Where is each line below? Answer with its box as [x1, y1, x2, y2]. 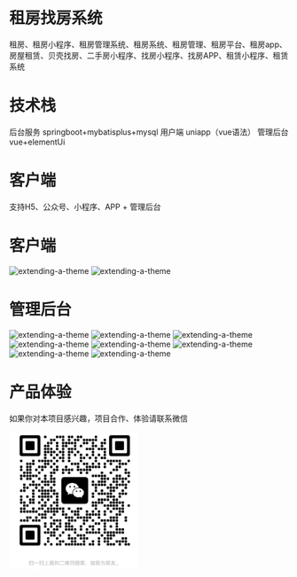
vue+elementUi [9, 136, 66, 147]
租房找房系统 [9, 8, 104, 28]
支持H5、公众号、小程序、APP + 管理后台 [9, 201, 161, 212]
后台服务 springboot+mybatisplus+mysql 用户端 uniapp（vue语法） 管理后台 [9, 126, 289, 137]
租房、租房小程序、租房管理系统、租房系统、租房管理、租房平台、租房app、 [9, 39, 288, 50]
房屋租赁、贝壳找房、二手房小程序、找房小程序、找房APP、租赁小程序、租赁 [9, 50, 289, 60]
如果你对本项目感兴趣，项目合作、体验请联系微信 [9, 413, 188, 424]
